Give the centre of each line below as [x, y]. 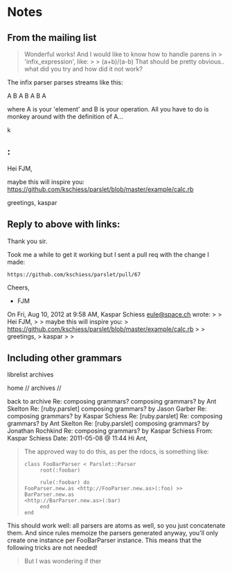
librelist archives [30, 375]
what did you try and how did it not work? [83, 69]
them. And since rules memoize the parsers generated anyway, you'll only [113, 533]
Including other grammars [65, 358]
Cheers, [18, 287]
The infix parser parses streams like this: [65, 82]
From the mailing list [52, 38]
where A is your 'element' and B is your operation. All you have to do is [108, 109]
